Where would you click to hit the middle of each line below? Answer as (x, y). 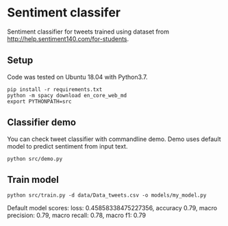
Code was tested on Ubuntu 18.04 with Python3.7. (78, 77)
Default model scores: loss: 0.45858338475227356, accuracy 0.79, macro (112, 208)
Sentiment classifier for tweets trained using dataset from (88, 32)
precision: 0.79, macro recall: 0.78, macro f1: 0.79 (76, 215)
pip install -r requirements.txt (55, 89)
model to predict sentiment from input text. (67, 146)
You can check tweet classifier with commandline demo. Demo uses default (114, 139)
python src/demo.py (35, 159)
